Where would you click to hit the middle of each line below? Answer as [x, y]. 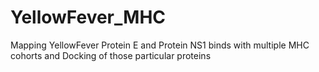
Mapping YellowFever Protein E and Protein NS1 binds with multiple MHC [160, 45]
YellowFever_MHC [88, 17]
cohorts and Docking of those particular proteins [111, 55]
